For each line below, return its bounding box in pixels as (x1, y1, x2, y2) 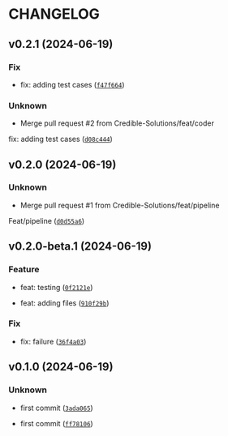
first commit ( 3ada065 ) (19, 403, 93, 412)
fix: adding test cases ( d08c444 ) (8, 135, 114, 144)
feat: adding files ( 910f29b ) (19, 297, 110, 308)
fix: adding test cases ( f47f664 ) (19, 79, 125, 89)
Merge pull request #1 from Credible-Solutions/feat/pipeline (19, 200, 220, 210)
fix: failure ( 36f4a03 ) (19, 336, 87, 346)
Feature (8, 264, 40, 276)
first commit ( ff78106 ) (19, 418, 93, 428)
